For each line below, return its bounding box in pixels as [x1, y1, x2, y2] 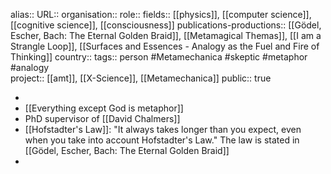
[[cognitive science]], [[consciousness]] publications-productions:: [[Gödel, [10, 19, 322, 31]
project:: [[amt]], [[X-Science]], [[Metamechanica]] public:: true [10, 72, 272, 84]
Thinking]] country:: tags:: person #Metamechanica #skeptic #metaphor [10, 51, 308, 63]
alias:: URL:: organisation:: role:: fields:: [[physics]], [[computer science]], [10, 9, 312, 20]
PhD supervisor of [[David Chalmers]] [24, 113, 181, 124]
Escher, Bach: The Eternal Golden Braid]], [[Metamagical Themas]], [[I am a [10, 30, 322, 41]
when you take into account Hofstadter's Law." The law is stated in [24, 134, 300, 146]
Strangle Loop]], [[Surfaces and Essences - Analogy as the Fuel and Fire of [10, 40, 320, 52]
